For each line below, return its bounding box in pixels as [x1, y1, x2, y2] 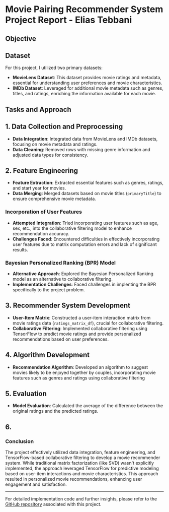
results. [12, 246, 29, 252]
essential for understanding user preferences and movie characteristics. [12, 80, 162, 86]
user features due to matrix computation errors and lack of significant [12, 241, 157, 247]
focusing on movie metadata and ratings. [12, 141, 98, 147]
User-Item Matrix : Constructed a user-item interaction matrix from [12, 314, 151, 321]
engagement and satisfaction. [5, 481, 67, 487]
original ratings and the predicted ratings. [12, 408, 99, 414]
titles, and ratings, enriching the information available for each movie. [12, 91, 156, 97]
